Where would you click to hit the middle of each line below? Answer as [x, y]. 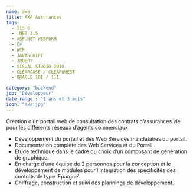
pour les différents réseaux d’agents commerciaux [67, 127]
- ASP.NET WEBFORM [34, 39]
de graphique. [32, 157]
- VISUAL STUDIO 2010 [38, 66]
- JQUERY [22, 61]
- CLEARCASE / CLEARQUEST [43, 72]
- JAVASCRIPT [27, 55]
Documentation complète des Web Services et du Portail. [84, 145]
